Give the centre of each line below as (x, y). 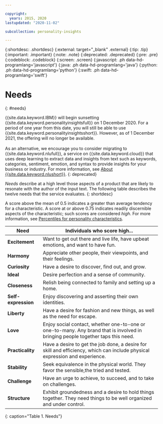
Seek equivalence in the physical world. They (94, 364)
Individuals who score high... (99, 231)
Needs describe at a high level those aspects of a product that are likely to (79, 184)
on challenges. (59, 384)
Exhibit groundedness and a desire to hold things (98, 392)
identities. (54, 302)
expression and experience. (74, 357)
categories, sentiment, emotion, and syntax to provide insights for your (76, 164)
